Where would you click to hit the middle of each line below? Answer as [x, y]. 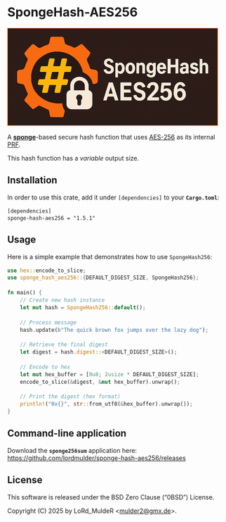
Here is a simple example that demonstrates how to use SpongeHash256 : [110, 256]
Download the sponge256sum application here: [72, 450]
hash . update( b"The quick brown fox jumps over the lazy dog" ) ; [114, 330]
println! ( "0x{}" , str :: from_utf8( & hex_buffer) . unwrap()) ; [106, 404]
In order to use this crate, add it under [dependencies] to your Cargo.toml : [113, 197]
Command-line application [67, 434]
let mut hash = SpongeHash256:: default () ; [83, 307]
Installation [32, 180]
